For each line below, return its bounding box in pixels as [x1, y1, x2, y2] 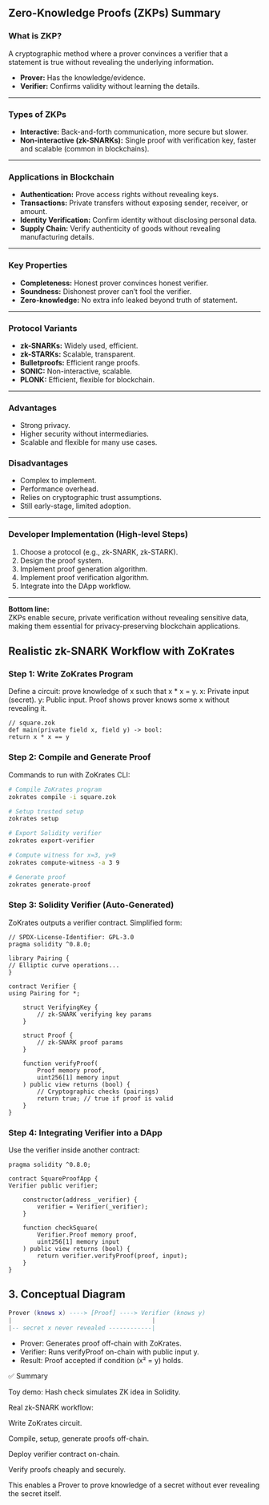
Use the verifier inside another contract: [8, 1145, 140, 1155]
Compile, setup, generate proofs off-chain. [8, 1434, 150, 1443]
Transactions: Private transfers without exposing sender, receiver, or [19, 198, 248, 208]
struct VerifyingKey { [22, 1003, 98, 1011]
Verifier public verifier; [8, 1182, 98, 1190]
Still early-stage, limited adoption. [19, 501, 131, 511]
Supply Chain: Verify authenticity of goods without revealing [19, 224, 221, 233]
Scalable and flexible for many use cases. [19, 438, 158, 447]
